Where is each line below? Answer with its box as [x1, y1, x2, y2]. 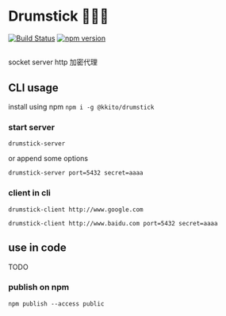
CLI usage [8, 81, 59, 94]
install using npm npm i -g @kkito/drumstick [8, 102, 155, 112]
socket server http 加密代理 [8, 57, 98, 67]
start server [8, 122, 56, 133]
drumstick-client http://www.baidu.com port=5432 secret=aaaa [8, 219, 218, 227]
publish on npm [8, 282, 70, 293]
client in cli [8, 187, 52, 198]
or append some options [8, 154, 89, 164]
